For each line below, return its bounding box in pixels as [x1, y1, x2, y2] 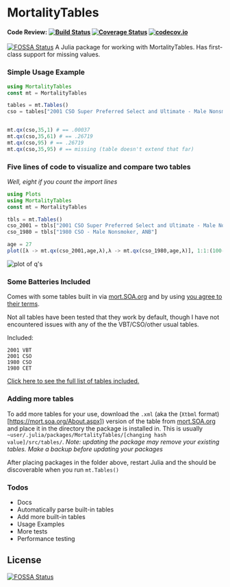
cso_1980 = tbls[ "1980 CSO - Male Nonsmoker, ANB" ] [7, 228, 157, 236]
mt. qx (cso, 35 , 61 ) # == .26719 [7, 133, 94, 140]
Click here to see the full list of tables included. [7, 377, 140, 385]
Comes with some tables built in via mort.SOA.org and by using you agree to [7, 293, 222, 301]
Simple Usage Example [7, 67, 86, 77]
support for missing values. [23, 50, 101, 59]
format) [198, 409, 220, 418]
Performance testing [16, 534, 75, 542]
